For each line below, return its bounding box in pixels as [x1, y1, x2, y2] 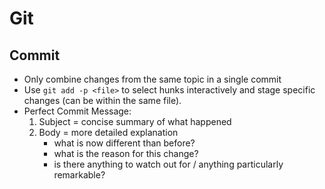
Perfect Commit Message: [23, 105, 132, 117]
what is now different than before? [53, 137, 196, 149]
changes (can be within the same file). [23, 95, 182, 106]
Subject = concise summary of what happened [38, 116, 232, 127]
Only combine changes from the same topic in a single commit [23, 73, 282, 85]
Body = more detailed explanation [38, 127, 179, 138]
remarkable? [53, 169, 106, 181]
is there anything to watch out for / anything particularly [53, 158, 284, 170]
